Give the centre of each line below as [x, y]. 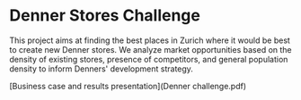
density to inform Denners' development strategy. [101, 69]
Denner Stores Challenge [105, 16]
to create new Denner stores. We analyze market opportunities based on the [150, 49]
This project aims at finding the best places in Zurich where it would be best [150, 40]
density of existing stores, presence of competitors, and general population [149, 59]
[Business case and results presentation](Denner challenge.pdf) [128, 86]
